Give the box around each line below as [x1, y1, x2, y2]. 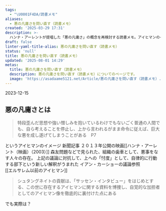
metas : [5, 62, 19, 67]
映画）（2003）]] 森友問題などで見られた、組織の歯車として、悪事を [18, 149, 154, 155]
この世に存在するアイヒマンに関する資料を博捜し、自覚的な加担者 [26, 184, 161, 190]
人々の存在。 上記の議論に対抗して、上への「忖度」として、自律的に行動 [9, 155, 157, 161]
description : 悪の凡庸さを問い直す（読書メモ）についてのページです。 [9, 72, 137, 77]
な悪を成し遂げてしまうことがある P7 [17, 132, 96, 138]
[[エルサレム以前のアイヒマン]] [5, 167, 68, 173]
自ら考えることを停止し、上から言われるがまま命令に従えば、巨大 [26, 126, 160, 132]
